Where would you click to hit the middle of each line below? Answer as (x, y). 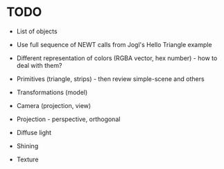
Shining (27, 145)
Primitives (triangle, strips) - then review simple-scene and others (111, 79)
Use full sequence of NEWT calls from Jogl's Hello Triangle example (114, 44)
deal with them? (39, 65)
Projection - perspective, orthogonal (68, 119)
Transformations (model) (52, 92)
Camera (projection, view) (54, 105)
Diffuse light (34, 132)
